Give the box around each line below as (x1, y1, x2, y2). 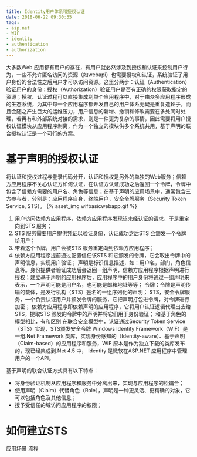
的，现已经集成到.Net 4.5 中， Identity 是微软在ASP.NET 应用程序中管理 (14, 347, 188, 354)
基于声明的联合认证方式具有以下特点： (6, 367, 98, 374)
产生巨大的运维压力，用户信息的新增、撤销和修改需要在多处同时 (26, 107, 181, 115)
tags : (6, 19, 19, 25)
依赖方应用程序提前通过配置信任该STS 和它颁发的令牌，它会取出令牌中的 (14, 251, 191, 258)
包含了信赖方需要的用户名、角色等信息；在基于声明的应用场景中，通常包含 (6, 187, 186, 194)
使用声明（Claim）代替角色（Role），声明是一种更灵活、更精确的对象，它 (14, 387, 191, 394)
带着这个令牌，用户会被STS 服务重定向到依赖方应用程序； (14, 244, 155, 251)
